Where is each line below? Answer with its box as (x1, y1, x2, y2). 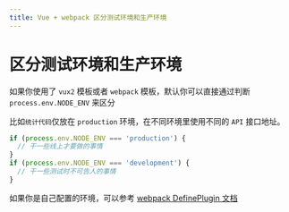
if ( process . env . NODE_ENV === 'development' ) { (9, 158, 191, 168)
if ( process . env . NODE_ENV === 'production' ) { (9, 133, 186, 143)
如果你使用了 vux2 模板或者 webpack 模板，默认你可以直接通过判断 (9, 86, 251, 97)
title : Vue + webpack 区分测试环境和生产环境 (9, 13, 167, 22)
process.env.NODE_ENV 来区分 (9, 97, 116, 107)
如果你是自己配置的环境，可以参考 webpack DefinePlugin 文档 (9, 192, 239, 203)
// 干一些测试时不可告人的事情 (17, 167, 116, 176)
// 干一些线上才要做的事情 (17, 142, 103, 151)
